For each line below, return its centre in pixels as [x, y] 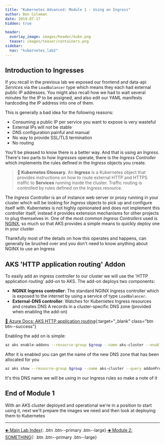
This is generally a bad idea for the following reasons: [59, 112]
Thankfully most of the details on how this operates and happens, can [76, 238]
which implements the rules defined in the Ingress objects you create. [76, 163]
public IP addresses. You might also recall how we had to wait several [75, 93]
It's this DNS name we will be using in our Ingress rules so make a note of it [81, 378]
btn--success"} [21, 327]
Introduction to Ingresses [45, 70]
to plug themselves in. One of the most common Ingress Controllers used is [82, 219]
